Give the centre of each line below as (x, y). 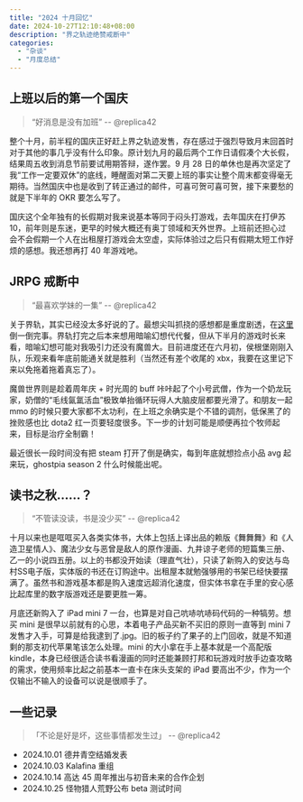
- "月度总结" (39, 60)
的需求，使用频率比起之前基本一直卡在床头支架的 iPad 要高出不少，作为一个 (150, 669)
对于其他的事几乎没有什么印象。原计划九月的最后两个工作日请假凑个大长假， (151, 152)
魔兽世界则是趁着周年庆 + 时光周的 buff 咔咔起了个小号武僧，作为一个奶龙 (147, 388)
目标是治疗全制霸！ (60, 433)
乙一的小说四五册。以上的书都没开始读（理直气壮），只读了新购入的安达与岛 (150, 560)
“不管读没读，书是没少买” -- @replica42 (106, 519)
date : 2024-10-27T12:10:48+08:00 (72, 26)
